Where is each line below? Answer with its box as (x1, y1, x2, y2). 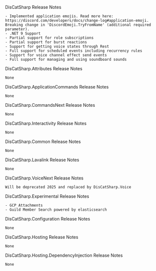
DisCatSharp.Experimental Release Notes (5, 193, 89, 199)
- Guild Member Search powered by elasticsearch (5, 207, 107, 212)
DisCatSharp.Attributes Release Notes (5, 66, 82, 71)
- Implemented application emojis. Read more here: (5, 14, 114, 19)
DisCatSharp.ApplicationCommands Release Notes (5, 84, 109, 90)
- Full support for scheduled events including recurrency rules (5, 48, 142, 53)
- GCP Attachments (5, 203, 43, 208)
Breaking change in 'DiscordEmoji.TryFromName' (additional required (5, 22, 152, 27)
